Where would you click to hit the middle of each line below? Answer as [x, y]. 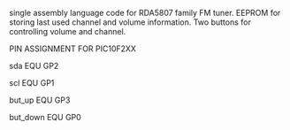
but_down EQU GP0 [45, 117]
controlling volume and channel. [68, 31]
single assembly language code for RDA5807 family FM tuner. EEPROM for [145, 13]
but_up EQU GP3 [40, 100]
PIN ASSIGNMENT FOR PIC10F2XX [73, 49]
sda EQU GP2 [34, 66]
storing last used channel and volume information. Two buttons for [130, 22]
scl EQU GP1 [32, 83]
